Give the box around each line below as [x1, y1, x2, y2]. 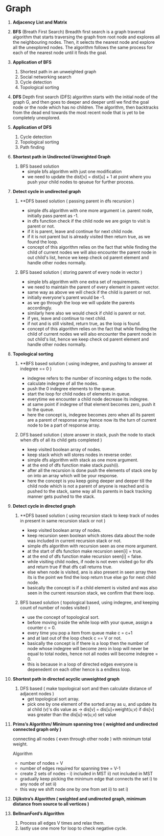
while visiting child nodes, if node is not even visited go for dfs [27, 558, 154, 564]
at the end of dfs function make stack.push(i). [27, 462, 119, 468]
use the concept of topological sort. [27, 614, 100, 620]
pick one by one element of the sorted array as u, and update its [27, 701, 157, 707]
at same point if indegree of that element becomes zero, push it [27, 401, 156, 407]
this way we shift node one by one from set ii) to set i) [20, 786, 129, 792]
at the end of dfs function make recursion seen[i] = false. [27, 553, 142, 559]
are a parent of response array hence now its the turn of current [27, 417, 157, 423]
